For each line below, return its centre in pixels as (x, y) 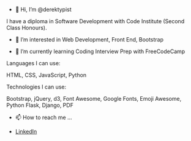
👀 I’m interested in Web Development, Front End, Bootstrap (89, 39)
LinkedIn (26, 132)
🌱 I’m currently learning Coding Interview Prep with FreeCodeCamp (100, 51)
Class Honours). (27, 28)
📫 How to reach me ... (43, 117)
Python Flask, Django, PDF (40, 105)
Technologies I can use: (36, 87)
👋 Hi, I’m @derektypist (43, 9)
